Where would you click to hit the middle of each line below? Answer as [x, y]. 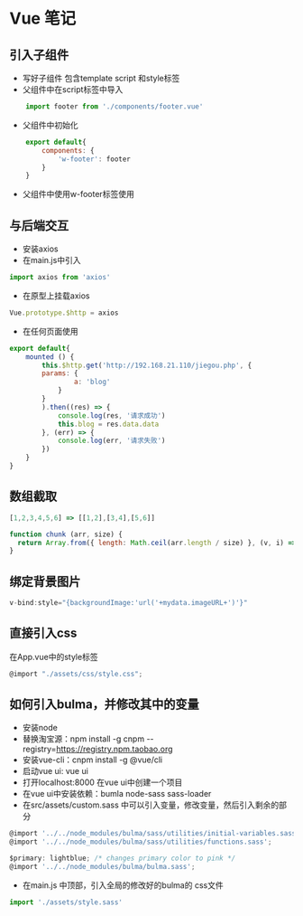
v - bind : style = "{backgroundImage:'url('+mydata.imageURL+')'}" [129, 603]
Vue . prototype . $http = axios [64, 313]
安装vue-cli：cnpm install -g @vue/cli [92, 760]
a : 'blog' [92, 382]
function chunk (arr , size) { [66, 534]
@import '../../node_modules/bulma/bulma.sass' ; [102, 867]
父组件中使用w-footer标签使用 [78, 194]
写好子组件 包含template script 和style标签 [101, 78]
